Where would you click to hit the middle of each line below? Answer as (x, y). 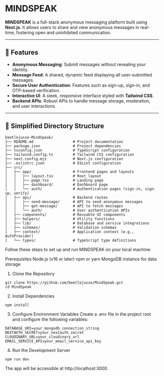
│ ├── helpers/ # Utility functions (60, 219)
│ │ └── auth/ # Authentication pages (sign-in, (74, 189)
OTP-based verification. (36, 90)
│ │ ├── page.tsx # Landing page (54, 180)
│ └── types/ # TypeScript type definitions (71, 240)
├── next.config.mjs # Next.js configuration (64, 159)
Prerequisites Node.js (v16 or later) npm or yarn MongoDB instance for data (81, 259)
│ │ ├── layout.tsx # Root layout (53, 176)
